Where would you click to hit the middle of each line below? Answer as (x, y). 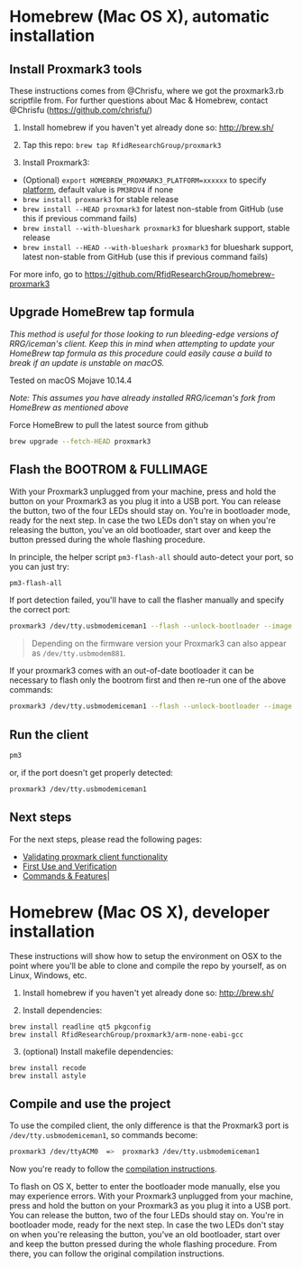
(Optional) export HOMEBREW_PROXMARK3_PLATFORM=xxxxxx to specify (144, 180)
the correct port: (40, 610)
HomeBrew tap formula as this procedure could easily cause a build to (141, 353)
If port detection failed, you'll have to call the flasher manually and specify (147, 600)
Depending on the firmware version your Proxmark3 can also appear (159, 644)
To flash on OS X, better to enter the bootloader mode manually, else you (145, 1187)
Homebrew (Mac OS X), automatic (140, 17)
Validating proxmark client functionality (95, 856)
